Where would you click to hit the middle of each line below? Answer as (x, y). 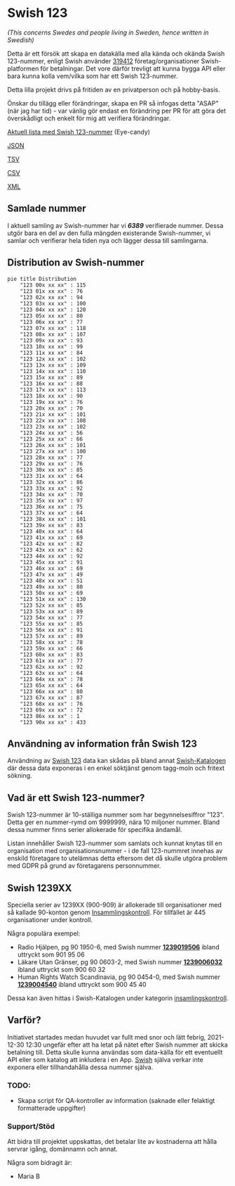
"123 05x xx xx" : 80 (51, 316)
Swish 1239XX (40, 888)
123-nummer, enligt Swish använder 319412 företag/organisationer (103, 61)
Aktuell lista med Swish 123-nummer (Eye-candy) (79, 132)
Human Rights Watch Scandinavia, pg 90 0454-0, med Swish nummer (119, 977)
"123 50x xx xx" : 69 (51, 593)
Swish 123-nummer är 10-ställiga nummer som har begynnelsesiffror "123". (116, 815)
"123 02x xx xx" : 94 (51, 297)
